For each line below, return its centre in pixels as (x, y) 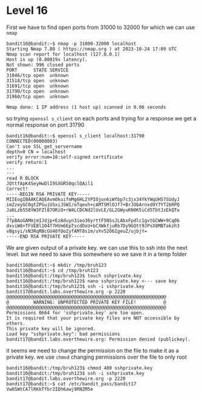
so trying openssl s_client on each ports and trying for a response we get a (101, 118)
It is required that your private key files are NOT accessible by (93, 318)
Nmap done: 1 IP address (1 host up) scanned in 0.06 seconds (86, 107)
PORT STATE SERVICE (37, 70)
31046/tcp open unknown (37, 75)
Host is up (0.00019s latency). (47, 59)
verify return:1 (27, 162)
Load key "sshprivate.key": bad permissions (63, 334)
